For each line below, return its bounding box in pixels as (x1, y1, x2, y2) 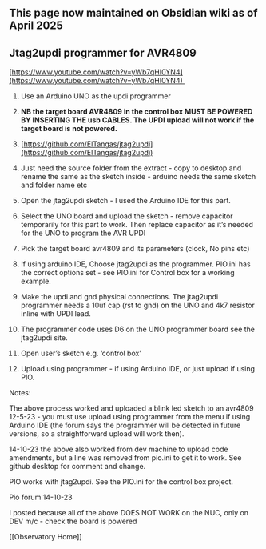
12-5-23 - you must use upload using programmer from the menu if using (9, 412, 251, 422)
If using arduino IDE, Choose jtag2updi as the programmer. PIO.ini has (20, 259, 251, 269)
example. (20, 276, 51, 287)
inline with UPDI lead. (20, 309, 91, 319)
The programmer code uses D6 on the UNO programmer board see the (20, 324, 255, 335)
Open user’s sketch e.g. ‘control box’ (20, 348, 142, 359)
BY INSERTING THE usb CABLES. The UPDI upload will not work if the (20, 115, 255, 125)
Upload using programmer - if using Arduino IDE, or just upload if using (20, 364, 255, 374)
